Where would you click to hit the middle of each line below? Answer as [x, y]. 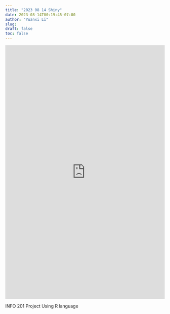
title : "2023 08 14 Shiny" [34, 10]
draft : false [19, 29]
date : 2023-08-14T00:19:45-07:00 [40, 15]
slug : [11, 24]
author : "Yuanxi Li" [27, 19]
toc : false [17, 33]
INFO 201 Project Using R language [42, 306]
